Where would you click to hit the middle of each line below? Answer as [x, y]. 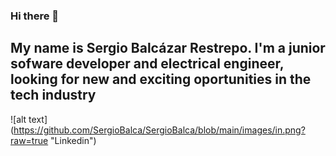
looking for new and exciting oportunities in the [161, 79]
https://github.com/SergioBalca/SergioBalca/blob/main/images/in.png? [159, 130]
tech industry [53, 95]
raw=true [29, 140]
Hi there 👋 [35, 16]
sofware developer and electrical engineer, [147, 64]
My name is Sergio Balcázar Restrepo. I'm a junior [168, 48]
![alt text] [29, 119]
